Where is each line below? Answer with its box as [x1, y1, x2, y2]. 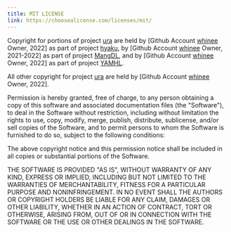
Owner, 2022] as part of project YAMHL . [7, 58, 124, 67]
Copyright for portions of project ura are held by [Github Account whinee [7, 36, 218, 44]
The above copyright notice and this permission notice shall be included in [7, 144, 223, 153]
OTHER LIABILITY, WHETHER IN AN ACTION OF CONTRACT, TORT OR [7, 202, 212, 211]
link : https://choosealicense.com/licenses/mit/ [7, 17, 152, 24]
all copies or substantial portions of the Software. [7, 152, 150, 160]
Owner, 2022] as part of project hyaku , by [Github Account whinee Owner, [7, 44, 223, 52]
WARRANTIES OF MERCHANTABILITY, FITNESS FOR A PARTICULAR [7, 180, 206, 188]
